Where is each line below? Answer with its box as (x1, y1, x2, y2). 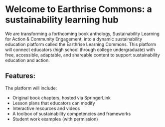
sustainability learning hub (5, 14, 119, 25)
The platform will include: (5, 85, 57, 91)
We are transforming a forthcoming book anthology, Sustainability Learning (5, 30, 160, 36)
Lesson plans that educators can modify (12, 100, 96, 106)
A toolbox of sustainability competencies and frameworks (12, 110, 131, 116)
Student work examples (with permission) (12, 116, 98, 122)
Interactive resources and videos (12, 105, 80, 111)
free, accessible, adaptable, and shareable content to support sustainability (5, 51, 161, 58)
